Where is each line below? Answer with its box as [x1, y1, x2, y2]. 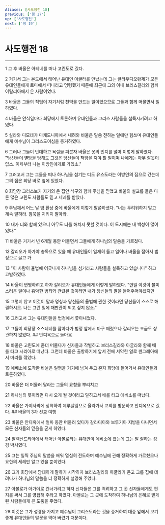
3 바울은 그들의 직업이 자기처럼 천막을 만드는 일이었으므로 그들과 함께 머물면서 [5, 99, 155, 105]
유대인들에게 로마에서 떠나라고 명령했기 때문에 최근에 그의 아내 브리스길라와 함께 [5, 82, 159, 88]
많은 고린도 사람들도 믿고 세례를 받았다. [10, 194, 85, 200]
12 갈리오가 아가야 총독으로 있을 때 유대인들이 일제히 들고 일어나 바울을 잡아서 [5, 248, 154, 254]
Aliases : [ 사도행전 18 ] [5, 7, 50, 12]
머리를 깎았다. [10, 354, 37, 360]
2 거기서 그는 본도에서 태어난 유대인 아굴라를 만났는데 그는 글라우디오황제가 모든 [5, 76, 159, 82]
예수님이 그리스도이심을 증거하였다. [14, 139, 82, 144]
